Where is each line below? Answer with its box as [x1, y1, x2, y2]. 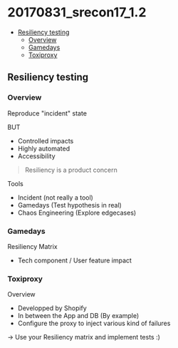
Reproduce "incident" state [7, 108, 88, 118]
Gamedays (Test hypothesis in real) [17, 200, 122, 209]
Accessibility [17, 151, 56, 160]
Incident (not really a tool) [17, 193, 94, 202]
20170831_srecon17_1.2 [7, 4, 147, 21]
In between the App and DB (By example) [17, 312, 140, 320]
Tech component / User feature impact [17, 256, 132, 265]
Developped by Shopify [17, 304, 87, 312]
